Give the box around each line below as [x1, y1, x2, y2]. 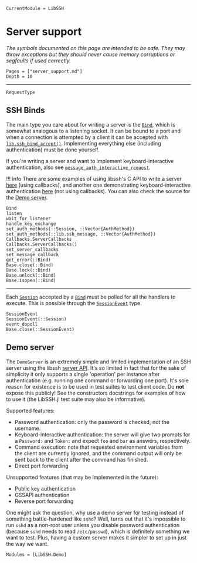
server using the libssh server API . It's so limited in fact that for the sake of [6, 364, 186, 371]
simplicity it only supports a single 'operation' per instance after [6, 370, 160, 377]
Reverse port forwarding [14, 498, 74, 505]
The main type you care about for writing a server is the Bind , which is [6, 121, 176, 128]
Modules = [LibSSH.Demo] [6, 551, 67, 558]
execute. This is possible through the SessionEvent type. [6, 299, 142, 306]
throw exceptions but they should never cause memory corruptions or [6, 51, 175, 58]
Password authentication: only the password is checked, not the [14, 418, 170, 425]
